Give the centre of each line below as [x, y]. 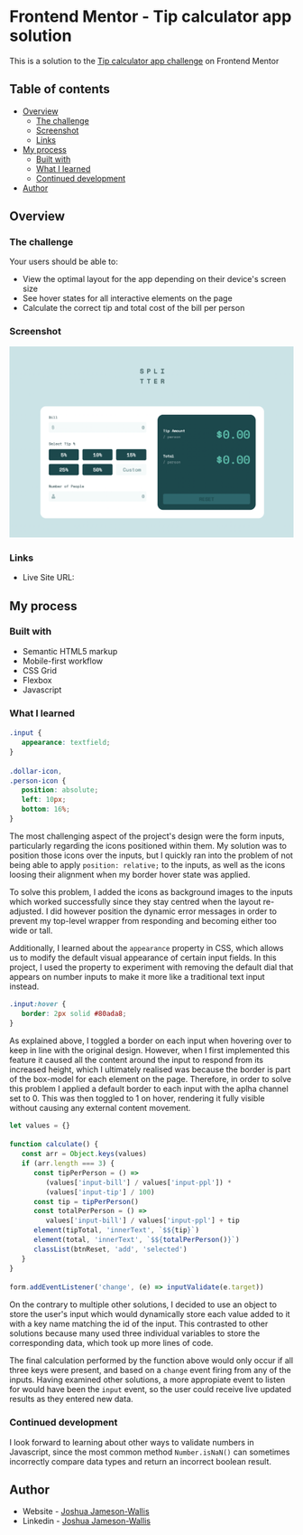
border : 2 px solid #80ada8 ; [74, 1013]
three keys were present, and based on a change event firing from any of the [150, 1370]
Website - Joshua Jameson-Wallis [86, 1511]
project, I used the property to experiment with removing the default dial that [151, 967]
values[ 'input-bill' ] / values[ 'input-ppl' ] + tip [143, 1221]
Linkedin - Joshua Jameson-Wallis [87, 1521]
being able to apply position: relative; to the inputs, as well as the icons [147, 864]
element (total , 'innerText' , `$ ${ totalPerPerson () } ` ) [137, 1240]
